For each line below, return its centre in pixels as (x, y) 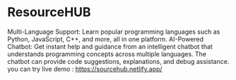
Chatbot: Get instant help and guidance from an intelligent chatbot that (110, 46)
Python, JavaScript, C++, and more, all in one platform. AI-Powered (105, 39)
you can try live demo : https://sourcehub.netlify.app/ (85, 69)
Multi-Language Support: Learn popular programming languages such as (114, 32)
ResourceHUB (49, 12)
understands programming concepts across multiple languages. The (107, 54)
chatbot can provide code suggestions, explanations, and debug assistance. (118, 61)
